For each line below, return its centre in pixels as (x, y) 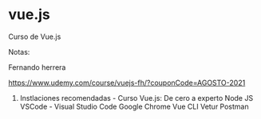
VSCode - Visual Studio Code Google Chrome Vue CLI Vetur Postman (134, 106)
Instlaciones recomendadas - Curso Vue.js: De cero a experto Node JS (136, 98)
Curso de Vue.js (35, 36)
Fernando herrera (37, 67)
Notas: (19, 52)
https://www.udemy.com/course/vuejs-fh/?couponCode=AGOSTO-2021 (127, 83)
